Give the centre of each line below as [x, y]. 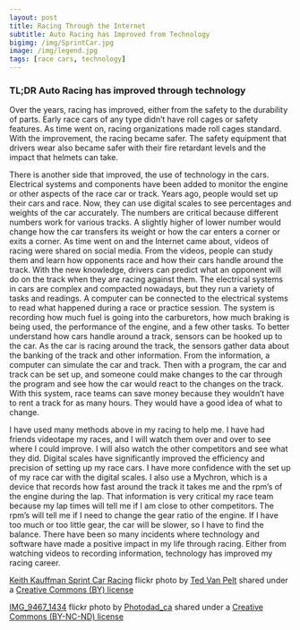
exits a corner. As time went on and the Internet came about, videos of [139, 242]
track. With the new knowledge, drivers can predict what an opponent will [146, 270]
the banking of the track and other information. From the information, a [140, 355]
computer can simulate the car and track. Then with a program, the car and [148, 365]
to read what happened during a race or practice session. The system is [142, 308]
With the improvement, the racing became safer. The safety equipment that [148, 139]
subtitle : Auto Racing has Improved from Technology [110, 34]
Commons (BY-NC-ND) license [66, 617]
